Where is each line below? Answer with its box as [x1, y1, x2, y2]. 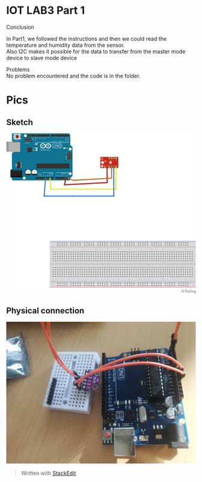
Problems [6, 65, 30, 73]
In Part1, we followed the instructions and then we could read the [6, 35, 167, 42]
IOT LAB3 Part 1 [6, 4, 85, 17]
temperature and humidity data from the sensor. [6, 41, 125, 49]
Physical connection [6, 306, 85, 316]
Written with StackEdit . [20, 469, 78, 477]
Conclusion [6, 23, 35, 31]
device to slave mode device [6, 54, 77, 61]
